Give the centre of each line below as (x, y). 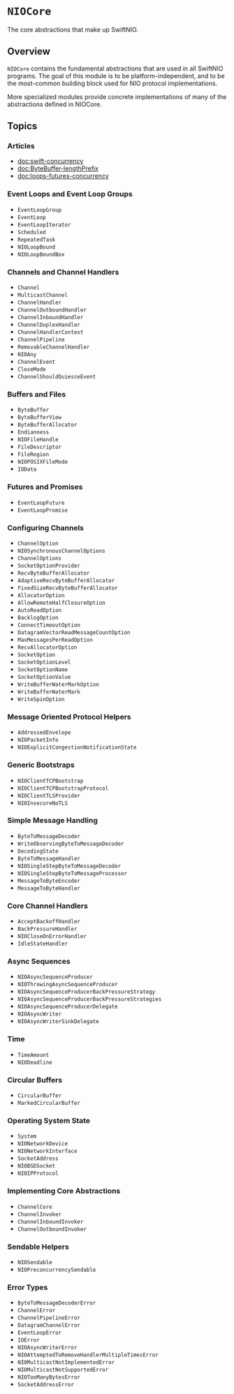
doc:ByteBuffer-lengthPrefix (58, 168)
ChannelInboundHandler (50, 318)
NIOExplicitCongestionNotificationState (77, 748)
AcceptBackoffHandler (49, 922)
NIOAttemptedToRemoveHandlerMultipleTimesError (88, 1355)
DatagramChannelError (49, 1326)
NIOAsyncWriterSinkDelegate (58, 1022)
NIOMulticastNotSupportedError (63, 1370)
